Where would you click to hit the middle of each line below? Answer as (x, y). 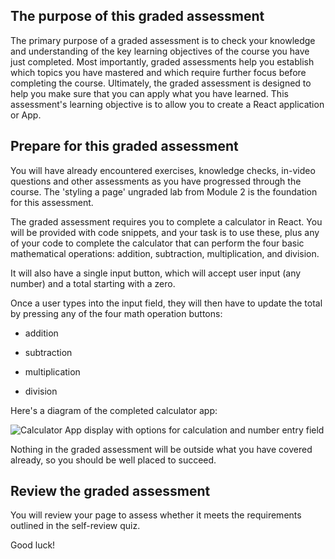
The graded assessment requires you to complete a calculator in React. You (166, 221)
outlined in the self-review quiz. (75, 526)
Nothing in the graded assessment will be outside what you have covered (161, 449)
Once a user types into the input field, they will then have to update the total (166, 303)
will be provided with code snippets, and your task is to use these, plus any (165, 232)
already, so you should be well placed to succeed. (113, 460)
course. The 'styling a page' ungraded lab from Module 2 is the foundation (164, 191)
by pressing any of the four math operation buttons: (116, 313)
